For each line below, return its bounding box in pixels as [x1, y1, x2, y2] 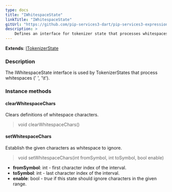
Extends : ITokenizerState [5, 45, 59, 51]
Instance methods [5, 88, 52, 95]
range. [12, 181, 27, 187]
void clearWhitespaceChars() [17, 122, 80, 128]
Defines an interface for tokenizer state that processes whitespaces [14, 31, 168, 36]
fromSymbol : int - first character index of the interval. [12, 164, 127, 171]
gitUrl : [5, 21, 22, 27]
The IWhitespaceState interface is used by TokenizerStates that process [5, 69, 158, 76]
